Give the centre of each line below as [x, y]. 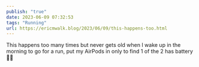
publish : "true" [26, 12]
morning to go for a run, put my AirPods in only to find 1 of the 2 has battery [100, 52]
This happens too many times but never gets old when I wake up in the [94, 45]
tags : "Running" [26, 23]
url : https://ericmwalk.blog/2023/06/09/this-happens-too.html [87, 28]
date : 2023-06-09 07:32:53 [40, 17]
